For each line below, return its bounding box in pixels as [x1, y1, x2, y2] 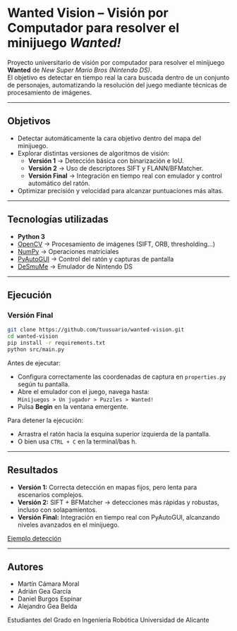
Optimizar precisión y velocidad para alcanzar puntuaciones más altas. [17, 186, 224, 195]
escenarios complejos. [17, 490, 84, 498]
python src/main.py [7, 345, 65, 353]
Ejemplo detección [7, 534, 61, 542]
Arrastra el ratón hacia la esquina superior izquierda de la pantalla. [17, 429, 211, 438]
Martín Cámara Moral [17, 580, 80, 588]
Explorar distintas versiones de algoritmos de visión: [17, 149, 170, 157]
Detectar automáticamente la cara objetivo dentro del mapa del [17, 134, 202, 142]
